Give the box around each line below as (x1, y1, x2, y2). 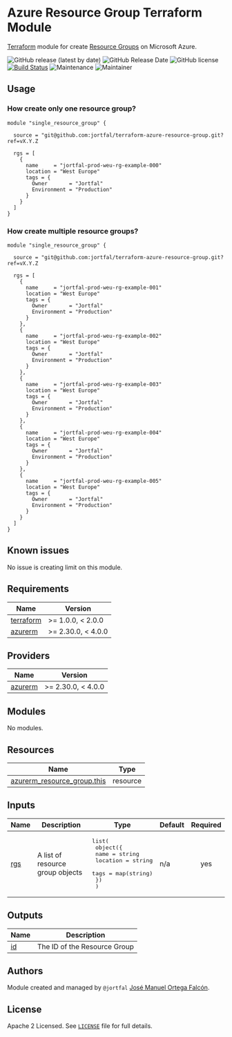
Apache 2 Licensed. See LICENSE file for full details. (7, 1022, 153, 1030)
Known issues (7, 544, 70, 557)
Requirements (7, 583, 69, 595)
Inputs (7, 799, 36, 811)
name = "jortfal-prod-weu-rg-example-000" (25, 162, 162, 169)
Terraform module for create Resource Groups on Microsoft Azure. (7, 42, 197, 50)
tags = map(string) (92, 869, 153, 877)
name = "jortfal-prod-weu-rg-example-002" (25, 332, 162, 339)
